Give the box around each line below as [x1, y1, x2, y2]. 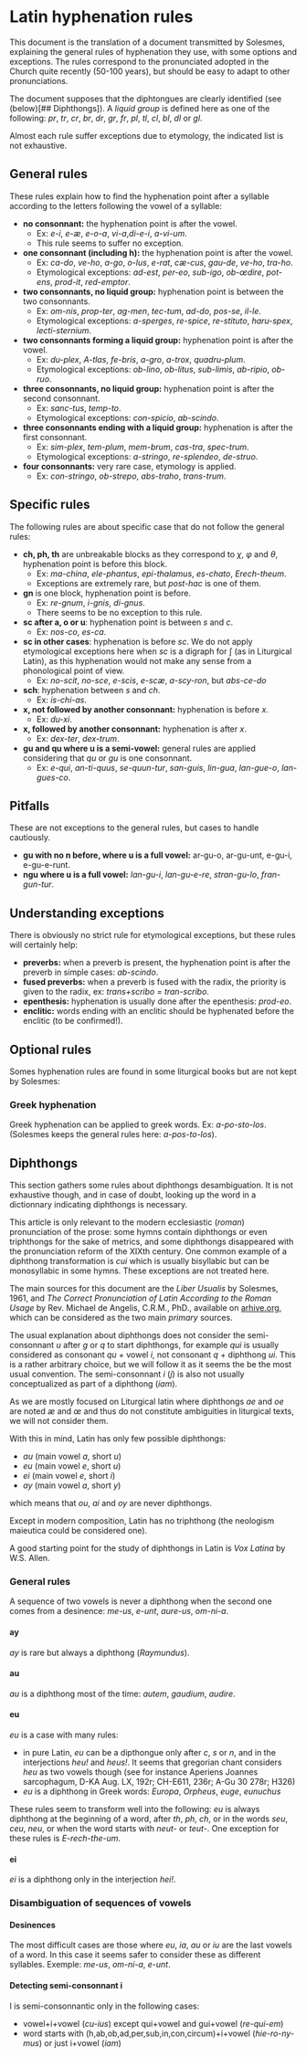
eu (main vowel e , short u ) [22, 1461, 121, 1472]
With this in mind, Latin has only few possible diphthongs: [9, 1433, 227, 1444]
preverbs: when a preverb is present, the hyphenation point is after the [22, 957, 290, 968]
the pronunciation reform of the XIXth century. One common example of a [9, 1246, 288, 1257]
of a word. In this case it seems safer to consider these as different [9, 1949, 261, 1960]
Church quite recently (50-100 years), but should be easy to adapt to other [9, 66, 290, 77]
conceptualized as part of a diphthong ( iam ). [9, 1378, 178, 1389]
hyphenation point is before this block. [22, 558, 168, 569]
